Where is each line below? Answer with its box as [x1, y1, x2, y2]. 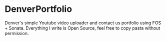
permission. [4, 30, 29, 36]
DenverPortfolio [4, 3, 72, 15]
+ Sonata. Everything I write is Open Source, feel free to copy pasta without [4, 25, 160, 31]
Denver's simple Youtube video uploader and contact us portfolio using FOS [4, 20, 161, 26]
